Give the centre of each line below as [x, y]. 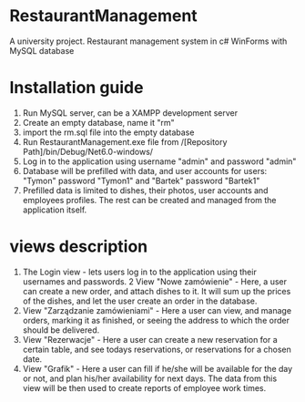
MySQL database [42, 50]
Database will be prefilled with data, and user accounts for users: [145, 170]
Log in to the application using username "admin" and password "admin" [159, 161]
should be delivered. [61, 330]
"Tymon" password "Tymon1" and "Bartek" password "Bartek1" [141, 180]
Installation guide [76, 88]
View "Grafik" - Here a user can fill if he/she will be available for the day [158, 368]
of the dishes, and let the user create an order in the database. [140, 301]
